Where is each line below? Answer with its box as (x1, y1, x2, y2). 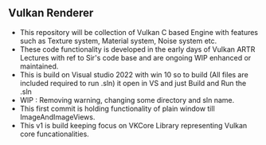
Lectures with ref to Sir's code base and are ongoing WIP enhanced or (19, 53, 252, 62)
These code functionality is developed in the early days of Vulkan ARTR (19, 44, 256, 54)
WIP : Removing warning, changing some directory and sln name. (19, 95, 235, 104)
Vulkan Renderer (8, 6, 94, 20)
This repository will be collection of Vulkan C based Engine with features (19, 27, 259, 37)
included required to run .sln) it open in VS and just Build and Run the (19, 78, 247, 88)
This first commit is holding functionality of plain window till (19, 104, 215, 113)
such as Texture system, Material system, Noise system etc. (19, 36, 217, 45)
